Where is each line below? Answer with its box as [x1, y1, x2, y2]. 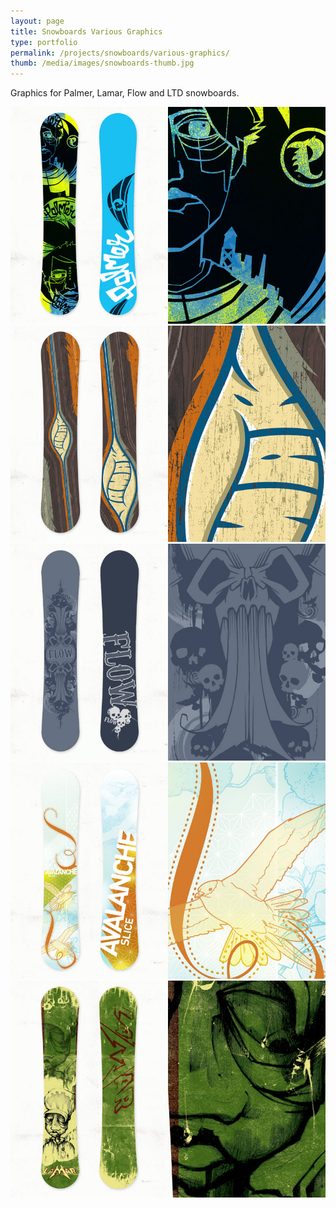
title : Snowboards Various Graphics [10, 26, 163, 37]
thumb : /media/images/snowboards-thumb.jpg [10, 58, 195, 69]
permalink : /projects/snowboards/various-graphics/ [10, 48, 230, 58]
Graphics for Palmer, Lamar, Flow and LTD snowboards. [10, 87, 240, 99]
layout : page [10, 16, 65, 26]
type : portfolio [10, 37, 78, 47]
